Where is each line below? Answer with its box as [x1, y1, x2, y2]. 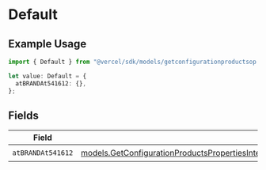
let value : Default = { [8, 72, 87, 80]
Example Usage [8, 37, 87, 51]
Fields [8, 108, 40, 122]
